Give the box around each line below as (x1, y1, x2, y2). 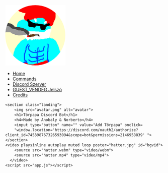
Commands (12, 76, 37, 82)
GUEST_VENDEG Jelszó (12, 87, 62, 92)
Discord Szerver (12, 81, 46, 87)
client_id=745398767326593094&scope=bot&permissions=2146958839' (5, 133, 145, 138)
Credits (12, 92, 28, 98)
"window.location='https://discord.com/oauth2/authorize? (14, 128, 138, 133)
